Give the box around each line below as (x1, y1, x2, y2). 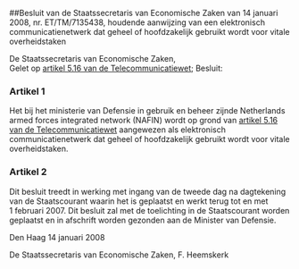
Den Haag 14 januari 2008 (9, 231, 105, 242)
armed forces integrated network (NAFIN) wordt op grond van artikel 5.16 (9, 115, 278, 126)
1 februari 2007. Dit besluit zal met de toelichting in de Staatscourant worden (9, 205, 290, 215)
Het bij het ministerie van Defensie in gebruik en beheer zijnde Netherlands (9, 105, 286, 116)
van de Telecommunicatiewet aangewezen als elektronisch (9, 124, 226, 135)
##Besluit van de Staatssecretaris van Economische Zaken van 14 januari (9, 8, 278, 18)
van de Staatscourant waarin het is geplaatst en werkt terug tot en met (9, 196, 269, 206)
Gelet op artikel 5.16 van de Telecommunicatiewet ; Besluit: (9, 63, 223, 73)
